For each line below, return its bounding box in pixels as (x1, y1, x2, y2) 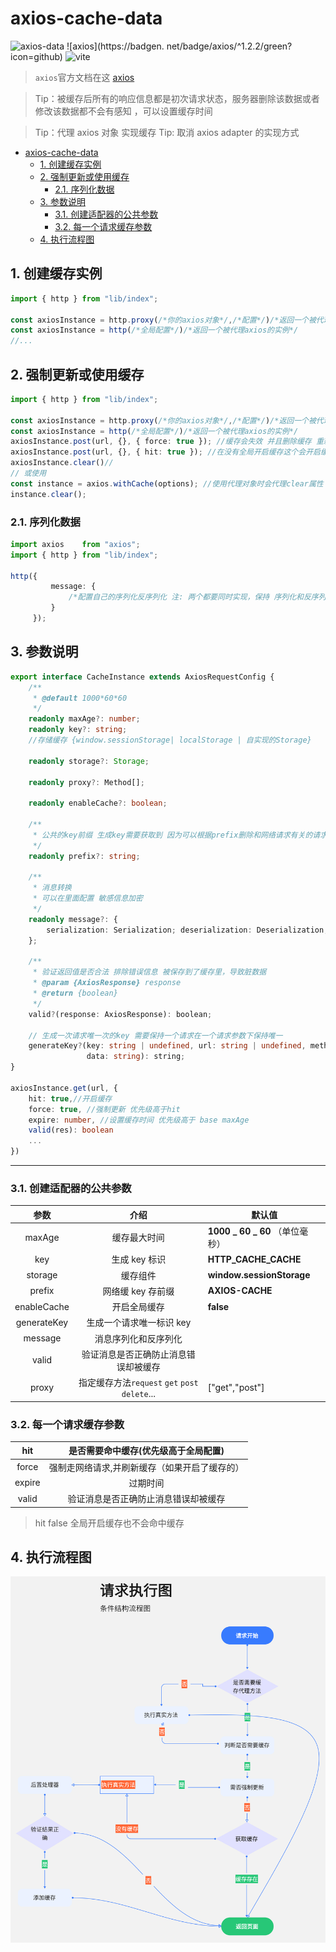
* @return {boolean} (32, 988, 118, 999)
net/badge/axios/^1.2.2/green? (166, 40, 293, 52)
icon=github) (10, 50, 63, 62)
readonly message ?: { (28, 914, 118, 924)
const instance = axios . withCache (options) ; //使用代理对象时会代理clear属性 (10, 478, 324, 489)
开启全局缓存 (111, 1301, 165, 1313)
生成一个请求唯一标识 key (86, 1317, 192, 1329)
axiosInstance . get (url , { (10, 1083, 118, 1093)
